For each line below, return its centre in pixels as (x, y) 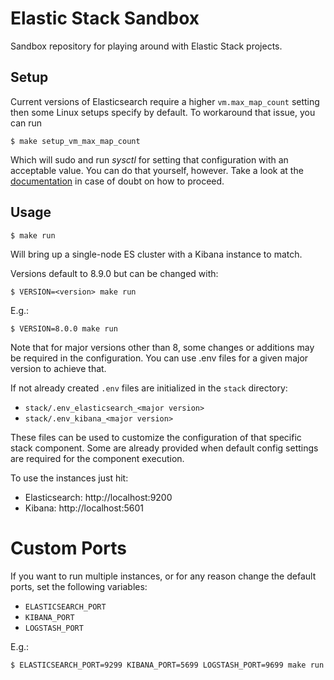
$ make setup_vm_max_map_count (75, 141)
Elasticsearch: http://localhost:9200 (98, 497)
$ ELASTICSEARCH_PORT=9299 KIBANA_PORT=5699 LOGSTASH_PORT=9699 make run (167, 665)
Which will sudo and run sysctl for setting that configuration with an (149, 159)
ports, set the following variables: (79, 586)
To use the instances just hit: (69, 478)
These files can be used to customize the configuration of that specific (156, 437)
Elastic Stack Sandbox (105, 18)
